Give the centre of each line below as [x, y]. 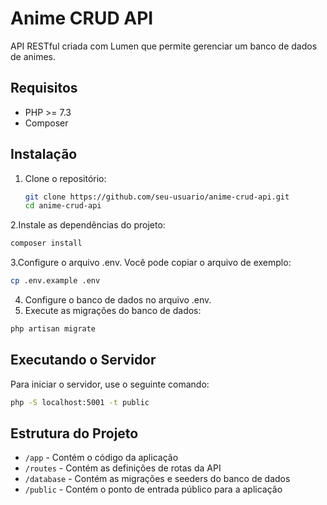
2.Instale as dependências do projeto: [88, 225]
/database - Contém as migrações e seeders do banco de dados [157, 479]
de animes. [33, 56]
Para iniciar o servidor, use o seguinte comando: [110, 384]
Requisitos [44, 88]
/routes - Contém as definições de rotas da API [123, 468]
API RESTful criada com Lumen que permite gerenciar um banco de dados [164, 46]
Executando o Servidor [83, 360]
